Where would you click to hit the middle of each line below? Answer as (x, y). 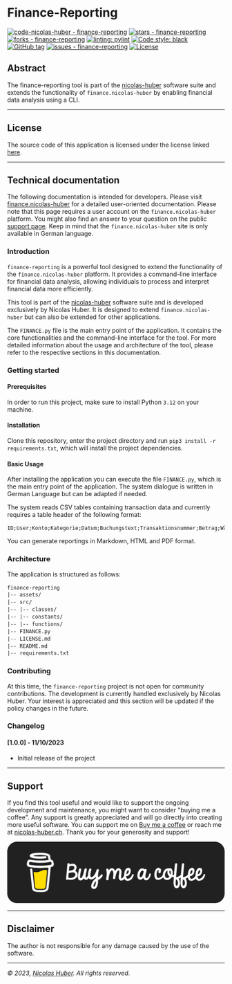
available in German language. (50, 234)
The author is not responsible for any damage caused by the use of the (108, 945)
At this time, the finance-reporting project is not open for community (106, 686)
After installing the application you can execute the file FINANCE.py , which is (114, 480)
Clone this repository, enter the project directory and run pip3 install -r (112, 440)
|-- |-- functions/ (35, 624)
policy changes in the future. (48, 708)
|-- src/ (20, 602)
